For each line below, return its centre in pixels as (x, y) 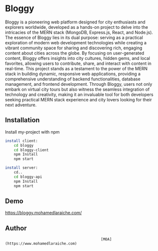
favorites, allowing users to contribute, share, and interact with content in (78, 63)
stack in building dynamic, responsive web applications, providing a (73, 74)
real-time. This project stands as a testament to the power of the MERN (76, 68)
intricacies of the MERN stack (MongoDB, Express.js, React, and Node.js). (79, 32)
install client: (21, 141)
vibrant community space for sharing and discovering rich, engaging (74, 48)
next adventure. (21, 105)
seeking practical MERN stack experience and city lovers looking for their (79, 99)
